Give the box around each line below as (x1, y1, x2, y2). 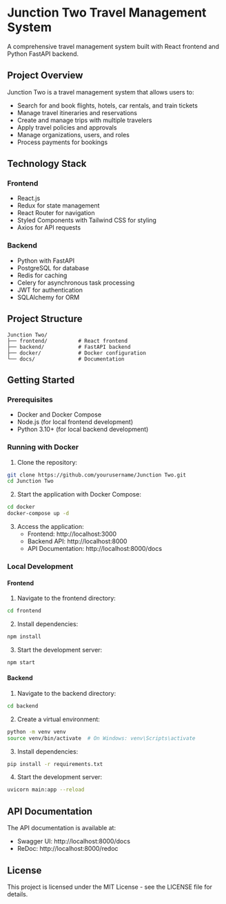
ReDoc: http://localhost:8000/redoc (17, 845, 119, 853)
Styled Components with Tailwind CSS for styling (17, 216, 157, 225)
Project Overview (7, 70, 83, 81)
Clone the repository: (17, 458, 78, 466)
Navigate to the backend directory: (17, 689, 116, 697)
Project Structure (7, 313, 83, 325)
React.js (17, 194, 41, 203)
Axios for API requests (17, 223, 81, 232)
